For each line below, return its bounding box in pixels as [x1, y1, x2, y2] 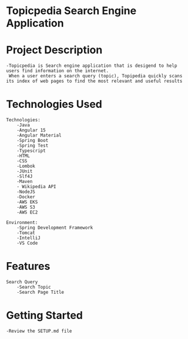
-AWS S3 [16, 204, 35, 211]
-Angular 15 [16, 127, 46, 133]
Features [6, 260, 51, 273]
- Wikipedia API [16, 184, 57, 190]
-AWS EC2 [16, 209, 38, 215]
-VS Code [16, 240, 38, 246]
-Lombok [16, 163, 35, 169]
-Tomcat [16, 230, 35, 236]
